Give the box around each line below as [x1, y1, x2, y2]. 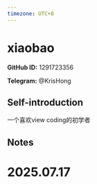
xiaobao [7, 40, 55, 56]
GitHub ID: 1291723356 [7, 63, 74, 72]
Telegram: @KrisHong [7, 76, 71, 85]
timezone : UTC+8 [7, 10, 54, 17]
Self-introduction [7, 97, 84, 108]
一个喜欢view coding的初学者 [7, 116, 91, 124]
